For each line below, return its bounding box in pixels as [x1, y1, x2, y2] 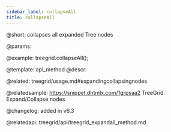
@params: [6, 43, 32, 50]
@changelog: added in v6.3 [6, 107, 74, 114]
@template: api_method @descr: [6, 65, 87, 73]
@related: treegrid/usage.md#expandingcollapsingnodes [6, 77, 148, 85]
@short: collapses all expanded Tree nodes [6, 31, 113, 38]
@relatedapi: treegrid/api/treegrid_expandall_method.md [6, 118, 146, 126]
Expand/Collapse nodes [6, 95, 65, 103]
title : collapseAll [6, 14, 55, 20]
